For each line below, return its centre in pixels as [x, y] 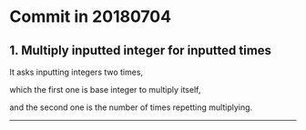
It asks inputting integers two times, [76, 72]
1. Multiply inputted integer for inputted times [140, 50]
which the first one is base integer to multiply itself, [105, 90]
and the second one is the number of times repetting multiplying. [131, 107]
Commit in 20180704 [90, 17]
